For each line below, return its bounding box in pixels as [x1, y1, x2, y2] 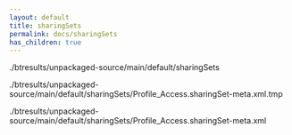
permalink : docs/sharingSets [9, 29, 118, 38]
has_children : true [9, 37, 82, 47]
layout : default [9, 12, 70, 22]
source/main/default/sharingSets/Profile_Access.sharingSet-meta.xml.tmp [9, 89, 283, 99]
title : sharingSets [9, 21, 82, 30]
